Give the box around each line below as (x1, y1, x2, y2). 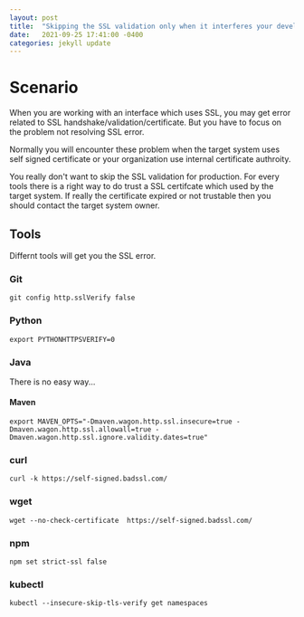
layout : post (9, 13, 59, 23)
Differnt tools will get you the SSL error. (9, 251, 157, 261)
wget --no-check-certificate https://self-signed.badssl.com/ (9, 516, 253, 525)
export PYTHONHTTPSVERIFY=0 (9, 335, 116, 344)
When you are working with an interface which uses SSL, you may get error (9, 108, 291, 119)
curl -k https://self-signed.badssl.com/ (9, 474, 168, 484)
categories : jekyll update (9, 38, 111, 48)
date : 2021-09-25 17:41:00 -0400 (9, 30, 144, 39)
